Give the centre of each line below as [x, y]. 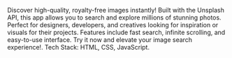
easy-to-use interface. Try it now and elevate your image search [100, 40]
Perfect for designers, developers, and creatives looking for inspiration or [113, 25]
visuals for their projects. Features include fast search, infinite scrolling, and [116, 32]
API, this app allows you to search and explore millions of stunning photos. [114, 17]
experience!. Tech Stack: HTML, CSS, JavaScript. [79, 47]
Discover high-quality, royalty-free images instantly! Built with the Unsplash [116, 10]
